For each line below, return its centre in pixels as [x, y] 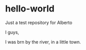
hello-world [30, 9]
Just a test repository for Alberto [39, 22]
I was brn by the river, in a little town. [43, 42]
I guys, [12, 32]
